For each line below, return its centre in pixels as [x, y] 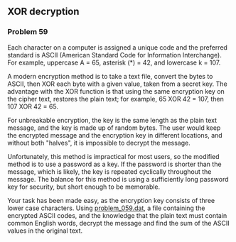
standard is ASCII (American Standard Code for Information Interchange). [115, 55]
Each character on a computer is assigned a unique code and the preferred [117, 47]
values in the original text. [45, 231]
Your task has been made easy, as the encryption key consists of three [111, 200]
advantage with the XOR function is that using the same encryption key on [116, 91]
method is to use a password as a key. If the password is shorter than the [114, 164]
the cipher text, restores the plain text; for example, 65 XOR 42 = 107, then [116, 99]
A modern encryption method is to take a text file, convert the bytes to [110, 76]
